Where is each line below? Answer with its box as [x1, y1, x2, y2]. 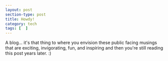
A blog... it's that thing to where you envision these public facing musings [5, 39, 157, 45]
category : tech [5, 21, 37, 26]
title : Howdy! [5, 16, 35, 21]
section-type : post [5, 12, 46, 17]
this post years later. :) [5, 50, 52, 56]
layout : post [5, 7, 33, 12]
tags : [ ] [5, 26, 28, 31]
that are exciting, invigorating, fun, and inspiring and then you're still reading [5, 45, 163, 51]
